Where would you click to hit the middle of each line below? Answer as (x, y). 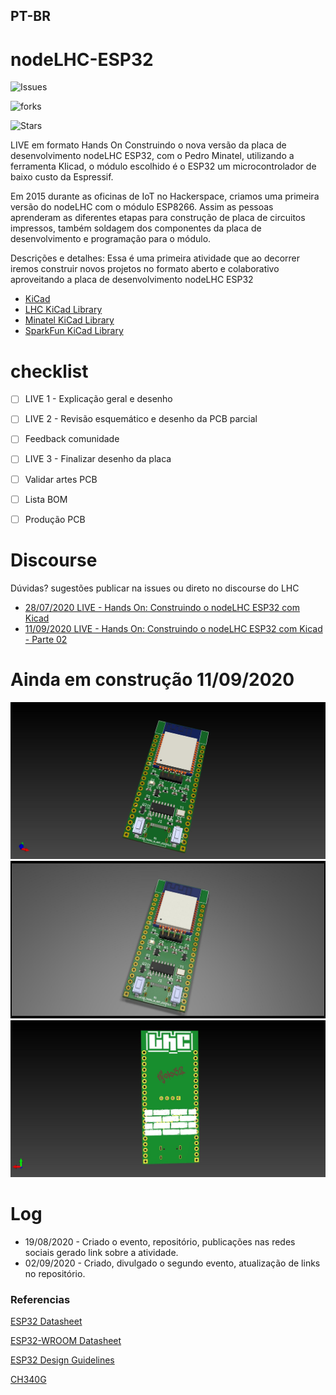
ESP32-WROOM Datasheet (66, 1341)
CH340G (28, 1380)
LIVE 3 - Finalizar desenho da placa (98, 459)
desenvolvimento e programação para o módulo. (111, 239)
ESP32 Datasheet (46, 1321)
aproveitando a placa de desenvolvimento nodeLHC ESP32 (132, 280)
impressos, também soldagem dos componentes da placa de (136, 228)
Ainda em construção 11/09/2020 (152, 679)
